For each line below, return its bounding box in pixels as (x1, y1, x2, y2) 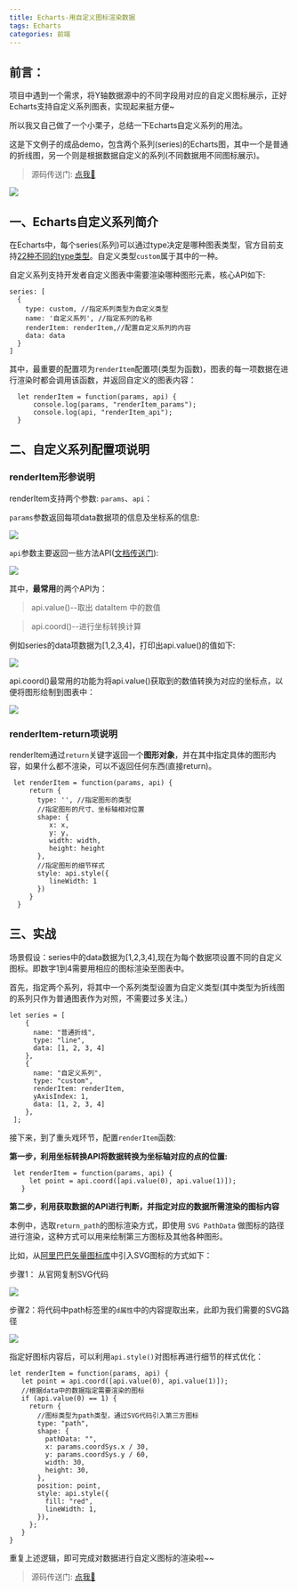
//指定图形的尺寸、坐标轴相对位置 (36, 804, 145, 814)
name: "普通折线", (32, 1028, 96, 1037)
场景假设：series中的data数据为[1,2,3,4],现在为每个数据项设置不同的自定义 (9, 951, 283, 962)
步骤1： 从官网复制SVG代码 (9, 1269, 109, 1280)
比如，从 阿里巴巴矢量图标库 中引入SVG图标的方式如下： (9, 1249, 213, 1260)
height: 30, (44, 1466, 90, 1474)
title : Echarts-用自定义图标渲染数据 (9, 12, 136, 22)
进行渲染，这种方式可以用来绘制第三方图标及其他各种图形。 (9, 1231, 228, 1241)
